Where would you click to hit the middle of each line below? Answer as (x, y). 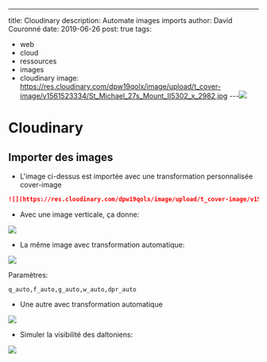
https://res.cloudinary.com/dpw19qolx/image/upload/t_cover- (120, 87)
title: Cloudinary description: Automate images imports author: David (120, 20)
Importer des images (61, 157)
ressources (38, 61)
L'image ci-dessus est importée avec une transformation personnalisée (136, 176)
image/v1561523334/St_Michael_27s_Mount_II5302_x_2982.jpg (124, 96)
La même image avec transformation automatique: (102, 245)
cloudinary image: (49, 78)
